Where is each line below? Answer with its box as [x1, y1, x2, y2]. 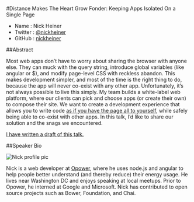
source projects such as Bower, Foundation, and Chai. [6, 190, 136, 196]
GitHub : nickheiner [14, 35, 61, 41]
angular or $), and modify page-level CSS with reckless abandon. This [6, 70, 175, 76]
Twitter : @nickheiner [14, 29, 66, 36]
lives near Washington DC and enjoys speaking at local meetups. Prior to [6, 177, 181, 184]
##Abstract [6, 46, 33, 53]
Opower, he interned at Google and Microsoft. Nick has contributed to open [6, 183, 188, 190]
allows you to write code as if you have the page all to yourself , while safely [6, 107, 188, 114]
